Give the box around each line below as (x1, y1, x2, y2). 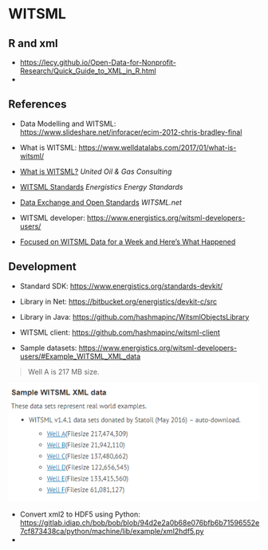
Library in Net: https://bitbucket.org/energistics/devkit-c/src (19, 297, 218, 306)
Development (8, 260, 77, 273)
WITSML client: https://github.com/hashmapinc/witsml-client (19, 328, 221, 337)
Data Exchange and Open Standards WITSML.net (19, 197, 182, 207)
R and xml (8, 37, 58, 50)
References (8, 97, 67, 112)
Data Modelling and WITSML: (19, 119, 116, 128)
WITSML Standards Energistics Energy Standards (19, 182, 183, 191)
